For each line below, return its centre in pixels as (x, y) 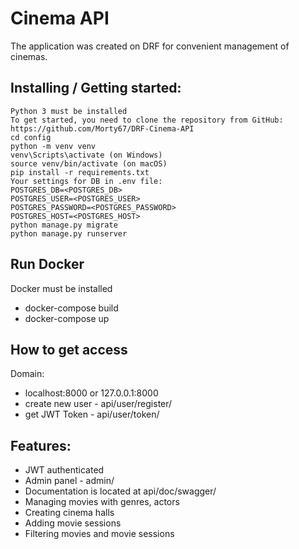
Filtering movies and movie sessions (99, 534)
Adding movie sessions (73, 523)
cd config (31, 137)
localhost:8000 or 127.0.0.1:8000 (91, 393)
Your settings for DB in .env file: (86, 181)
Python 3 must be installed (69, 111)
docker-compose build (71, 308)
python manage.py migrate (64, 225)
